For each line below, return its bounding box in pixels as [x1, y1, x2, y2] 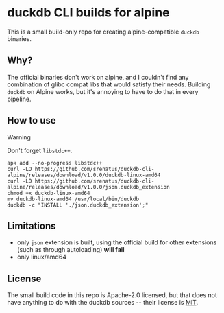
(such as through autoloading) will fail [16, 246, 125, 254]
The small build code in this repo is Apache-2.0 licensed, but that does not [7, 291, 218, 299]
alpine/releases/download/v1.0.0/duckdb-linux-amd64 [7, 172, 161, 178]
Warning [7, 132, 31, 141]
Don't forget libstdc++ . [7, 146, 73, 154]
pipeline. [7, 95, 32, 103]
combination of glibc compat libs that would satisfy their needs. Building [7, 80, 211, 89]
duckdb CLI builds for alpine [7, 5, 170, 21]
